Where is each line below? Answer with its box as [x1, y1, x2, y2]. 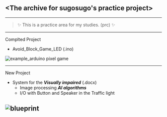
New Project [5, 69, 31, 76]
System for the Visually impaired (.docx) [12, 79, 97, 85]
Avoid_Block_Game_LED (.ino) [12, 46, 74, 52]
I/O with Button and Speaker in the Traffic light [19, 90, 115, 96]
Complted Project [5, 36, 41, 42]
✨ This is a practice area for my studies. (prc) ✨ [17, 22, 115, 28]
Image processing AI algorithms [19, 84, 87, 91]
